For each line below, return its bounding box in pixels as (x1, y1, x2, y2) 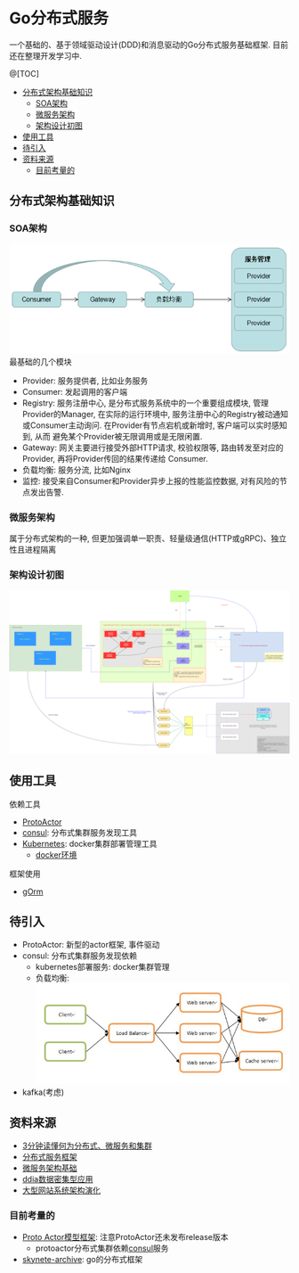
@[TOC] (9, 68, 40, 78)
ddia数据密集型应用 (21, 1174, 93, 1185)
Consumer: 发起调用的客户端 (21, 386, 128, 397)
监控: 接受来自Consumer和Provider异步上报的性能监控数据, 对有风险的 (21, 475, 280, 486)
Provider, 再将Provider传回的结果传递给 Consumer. (21, 453, 208, 464)
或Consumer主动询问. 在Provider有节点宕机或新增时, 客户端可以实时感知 (21, 420, 287, 431)
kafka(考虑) (21, 1087, 65, 1097)
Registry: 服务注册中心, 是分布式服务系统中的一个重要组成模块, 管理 (21, 398, 269, 408)
